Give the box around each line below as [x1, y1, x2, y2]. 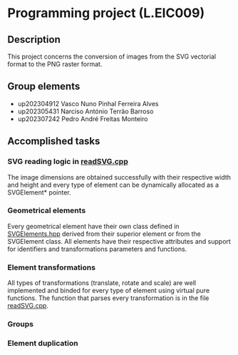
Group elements [7, 81, 81, 93]
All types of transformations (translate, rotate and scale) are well [7, 279, 197, 287]
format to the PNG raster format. [7, 60, 103, 68]
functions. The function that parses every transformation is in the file [7, 294, 209, 302]
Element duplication [7, 338, 78, 348]
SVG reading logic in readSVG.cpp [7, 157, 128, 167]
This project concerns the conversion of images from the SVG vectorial [7, 52, 216, 61]
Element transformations [7, 262, 96, 272]
